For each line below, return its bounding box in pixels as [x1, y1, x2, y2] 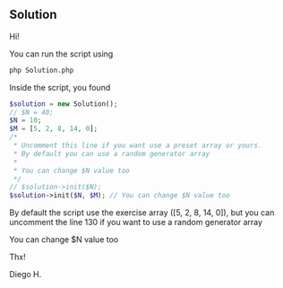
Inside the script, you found [9, 82, 111, 92]
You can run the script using [9, 48, 114, 59]
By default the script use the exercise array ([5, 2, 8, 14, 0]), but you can [9, 207, 275, 218]
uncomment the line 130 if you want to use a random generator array [9, 217, 262, 228]
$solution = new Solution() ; [9, 99, 118, 109]
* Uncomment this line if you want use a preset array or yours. [13, 141, 262, 151]
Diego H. [9, 269, 42, 280]
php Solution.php [9, 65, 74, 74]
